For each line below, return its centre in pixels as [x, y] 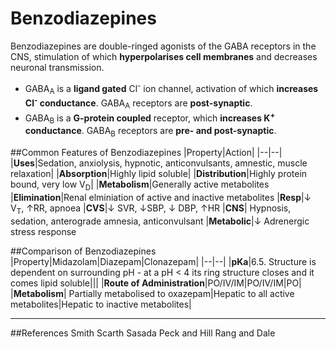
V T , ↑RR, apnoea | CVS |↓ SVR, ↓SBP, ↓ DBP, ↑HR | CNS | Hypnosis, [151, 209]
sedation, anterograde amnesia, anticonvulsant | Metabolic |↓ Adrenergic [160, 221]
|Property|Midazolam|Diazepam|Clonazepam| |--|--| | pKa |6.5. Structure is [163, 261]
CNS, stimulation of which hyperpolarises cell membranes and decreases [164, 56]
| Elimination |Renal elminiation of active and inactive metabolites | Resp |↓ [161, 197]
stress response [43, 231]
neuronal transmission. [57, 67]
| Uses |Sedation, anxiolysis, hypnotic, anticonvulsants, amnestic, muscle [159, 163]
